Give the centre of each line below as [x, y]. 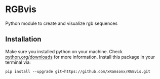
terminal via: [18, 62]
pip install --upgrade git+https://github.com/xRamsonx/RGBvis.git [78, 71]
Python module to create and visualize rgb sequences [62, 23]
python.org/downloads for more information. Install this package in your [80, 57]
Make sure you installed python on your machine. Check [64, 51]
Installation [23, 39]
